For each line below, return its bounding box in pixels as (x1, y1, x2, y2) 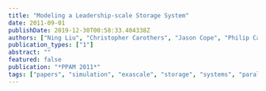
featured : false (8, 56, 62, 64)
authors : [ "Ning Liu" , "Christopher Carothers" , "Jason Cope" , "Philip (8, 33, 249, 42)
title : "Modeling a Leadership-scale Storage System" (8, 11, 190, 20)
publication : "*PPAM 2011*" (8, 63, 101, 71)
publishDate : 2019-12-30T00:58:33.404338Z (8, 26, 150, 34)
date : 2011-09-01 (8, 19, 66, 27)
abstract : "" (8, 48, 51, 56)
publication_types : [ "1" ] (8, 41, 93, 49)
